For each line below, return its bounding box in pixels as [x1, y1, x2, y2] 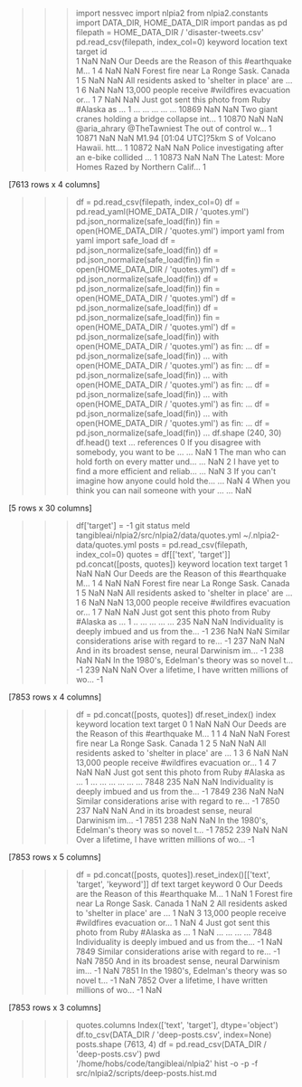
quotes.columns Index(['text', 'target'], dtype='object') [75, 1020, 279, 1030]
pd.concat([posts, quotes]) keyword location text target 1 [75, 558, 288, 569]
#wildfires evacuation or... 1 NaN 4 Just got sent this [75, 918, 270, 928]
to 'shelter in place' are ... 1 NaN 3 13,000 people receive [75, 908, 287, 918]
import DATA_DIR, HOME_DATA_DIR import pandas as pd [75, 17, 288, 28]
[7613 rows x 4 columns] [8, 179, 100, 189]
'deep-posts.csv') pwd [75, 1049, 161, 1059]
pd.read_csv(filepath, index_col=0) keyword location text [75, 36, 288, 47]
